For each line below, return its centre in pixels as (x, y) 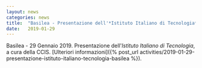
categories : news (28, 17)
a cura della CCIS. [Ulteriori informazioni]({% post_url (72, 52)
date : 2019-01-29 (31, 29)
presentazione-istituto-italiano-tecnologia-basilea (68, 58)
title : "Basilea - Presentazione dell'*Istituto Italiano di (86, 23)
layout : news (23, 12)
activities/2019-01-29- (167, 52)
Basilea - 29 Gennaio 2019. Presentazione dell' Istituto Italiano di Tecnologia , (101, 46)
